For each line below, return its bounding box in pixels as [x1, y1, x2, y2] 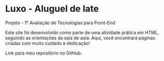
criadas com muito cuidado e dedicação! [5, 40, 90, 46]
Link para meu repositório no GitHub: [5, 50, 82, 56]
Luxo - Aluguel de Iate [5, 3, 99, 15]
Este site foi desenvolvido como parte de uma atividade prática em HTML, [5, 29, 159, 35]
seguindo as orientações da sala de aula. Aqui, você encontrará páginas [5, 35, 155, 41]
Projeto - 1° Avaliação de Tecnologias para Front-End [5, 20, 116, 26]
